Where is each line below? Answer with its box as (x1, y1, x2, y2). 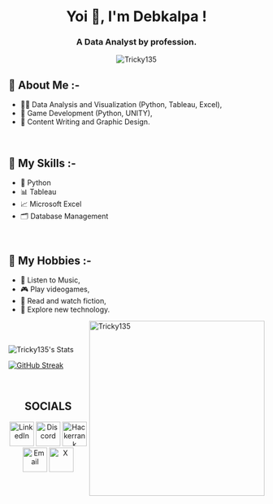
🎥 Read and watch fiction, (19, 295, 107, 305)
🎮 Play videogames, (19, 284, 90, 294)
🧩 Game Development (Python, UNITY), (19, 109, 153, 118)
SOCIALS (24, 399, 72, 413)
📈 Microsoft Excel (19, 199, 82, 209)
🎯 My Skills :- (8, 156, 76, 170)
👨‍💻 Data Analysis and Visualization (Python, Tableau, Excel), (19, 100, 223, 110)
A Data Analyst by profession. (76, 37, 197, 48)
